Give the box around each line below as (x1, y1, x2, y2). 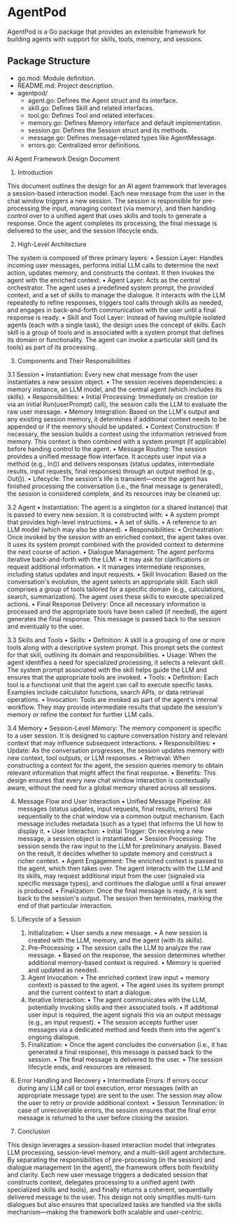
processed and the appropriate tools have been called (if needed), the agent (7, 607, 227, 616)
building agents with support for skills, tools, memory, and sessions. (7, 34, 204, 43)
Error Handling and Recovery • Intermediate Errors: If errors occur (17, 1076, 208, 1084)
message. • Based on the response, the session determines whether (27, 951, 226, 959)
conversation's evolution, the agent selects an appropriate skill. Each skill (7, 577, 218, 586)
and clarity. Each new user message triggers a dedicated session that (7, 1170, 208, 1179)
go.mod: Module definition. (17, 74, 96, 82)
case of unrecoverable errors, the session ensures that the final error (17, 1106, 217, 1114)
